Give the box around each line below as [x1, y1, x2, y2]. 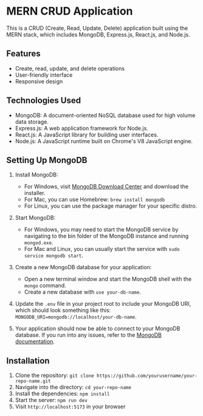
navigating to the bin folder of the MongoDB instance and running [24, 233, 189, 240]
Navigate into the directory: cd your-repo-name [15, 384, 132, 391]
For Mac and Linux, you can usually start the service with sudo [24, 245, 180, 253]
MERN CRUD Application [6, 4, 133, 18]
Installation [6, 355, 50, 366]
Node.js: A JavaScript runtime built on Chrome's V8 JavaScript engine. [15, 137, 193, 144]
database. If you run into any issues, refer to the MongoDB [15, 331, 162, 339]
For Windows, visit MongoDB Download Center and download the [24, 183, 189, 190]
